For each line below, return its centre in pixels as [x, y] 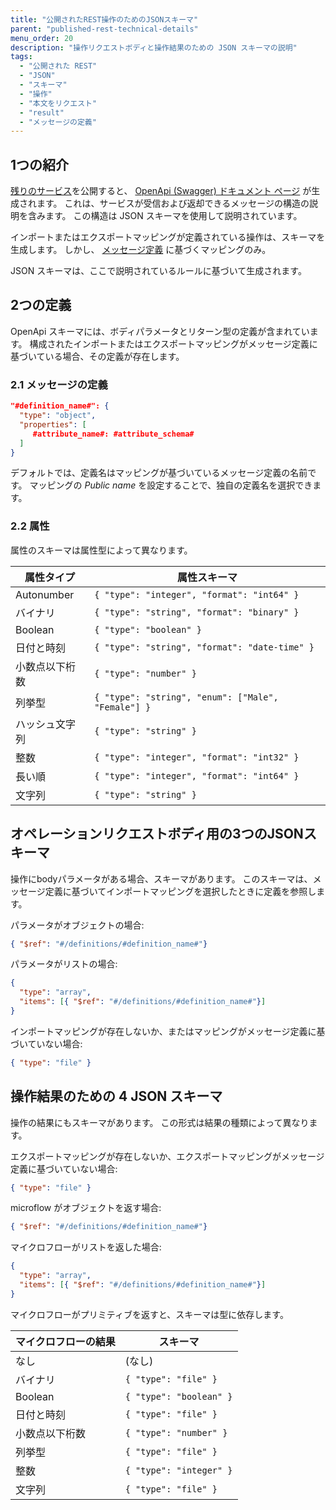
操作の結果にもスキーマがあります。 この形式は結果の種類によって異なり [160, 1122]
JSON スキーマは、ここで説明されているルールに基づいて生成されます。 [158, 271]
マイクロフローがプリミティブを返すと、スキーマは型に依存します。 [149, 1314]
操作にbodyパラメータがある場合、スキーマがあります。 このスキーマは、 [161, 878]
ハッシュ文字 [46, 724]
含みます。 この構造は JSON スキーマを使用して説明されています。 [165, 216]
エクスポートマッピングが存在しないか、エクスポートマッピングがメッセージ [167, 1156]
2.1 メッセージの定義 [59, 384]
